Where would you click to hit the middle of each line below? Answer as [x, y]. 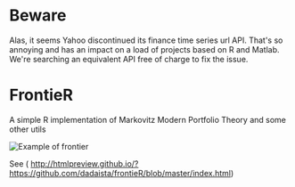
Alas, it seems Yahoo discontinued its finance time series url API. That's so [146, 40]
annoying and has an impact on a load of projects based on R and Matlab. [144, 49]
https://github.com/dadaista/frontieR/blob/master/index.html [120, 173]
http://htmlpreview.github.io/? [85, 163]
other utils [28, 129]
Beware [38, 16]
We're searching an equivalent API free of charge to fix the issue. [129, 59]
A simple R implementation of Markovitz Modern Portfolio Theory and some [148, 119]
